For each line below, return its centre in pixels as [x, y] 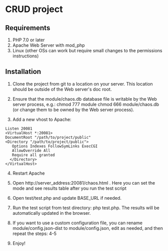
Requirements [28, 28]
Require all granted [33, 155]
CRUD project [34, 9]
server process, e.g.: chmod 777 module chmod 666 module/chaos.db [86, 104]
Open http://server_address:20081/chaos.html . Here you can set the [84, 183]
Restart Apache [29, 173]
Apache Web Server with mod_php [49, 45]
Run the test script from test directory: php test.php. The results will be [86, 208]
